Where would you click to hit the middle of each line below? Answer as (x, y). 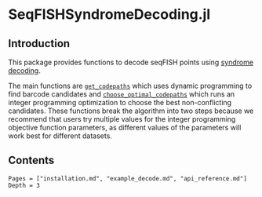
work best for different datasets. (60, 136)
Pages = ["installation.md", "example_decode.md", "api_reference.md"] (127, 178)
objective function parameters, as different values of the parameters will (125, 128)
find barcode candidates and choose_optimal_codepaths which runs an (122, 94)
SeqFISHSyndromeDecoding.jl (109, 15)
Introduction (39, 44)
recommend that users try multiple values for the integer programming (122, 119)
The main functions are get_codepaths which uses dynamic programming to (130, 86)
